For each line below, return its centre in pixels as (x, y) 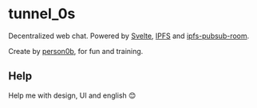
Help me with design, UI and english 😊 (72, 95)
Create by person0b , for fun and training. (76, 51)
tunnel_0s (42, 14)
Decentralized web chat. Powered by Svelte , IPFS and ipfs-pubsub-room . (129, 36)
